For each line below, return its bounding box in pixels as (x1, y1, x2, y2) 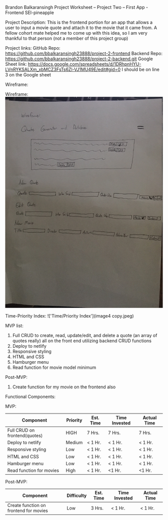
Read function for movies (7, 467, 59, 473)
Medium (65, 440, 83, 445)
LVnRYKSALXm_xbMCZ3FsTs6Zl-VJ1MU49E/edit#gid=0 (5, 66, 121, 72)
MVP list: (5, 323, 23, 329)
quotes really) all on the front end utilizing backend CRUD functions (12, 338, 151, 344)
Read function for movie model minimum (12, 364, 96, 370)
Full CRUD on (7, 427, 35, 433)
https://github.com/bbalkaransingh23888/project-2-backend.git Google (5, 56, 153, 62)
